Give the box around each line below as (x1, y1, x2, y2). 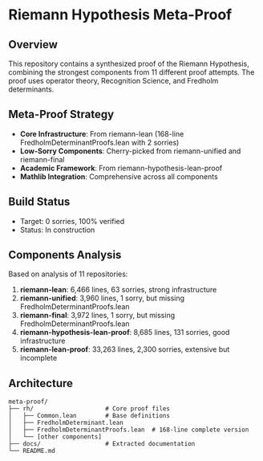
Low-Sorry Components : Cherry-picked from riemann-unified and (19, 146, 241, 156)
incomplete (19, 353, 58, 363)
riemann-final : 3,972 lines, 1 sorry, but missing (19, 311, 175, 320)
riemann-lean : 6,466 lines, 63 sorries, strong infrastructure (19, 285, 217, 295)
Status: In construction (19, 225, 95, 235)
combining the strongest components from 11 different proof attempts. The (8, 67, 255, 77)
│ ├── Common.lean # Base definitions (8, 412, 171, 420)
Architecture (8, 376, 74, 390)
